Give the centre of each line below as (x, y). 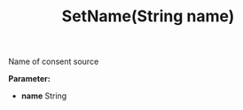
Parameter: (29, 79)
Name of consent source (54, 62)
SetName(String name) (148, 16)
